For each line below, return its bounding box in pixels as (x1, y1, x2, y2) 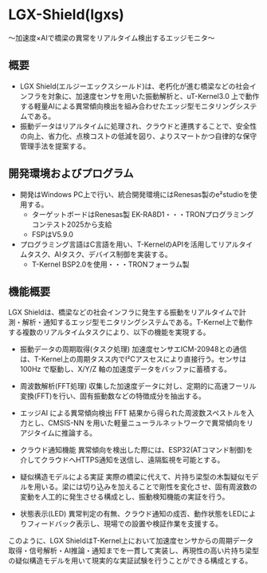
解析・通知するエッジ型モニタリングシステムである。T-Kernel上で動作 (22, 318, 253, 327)
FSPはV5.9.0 (31, 229, 74, 239)
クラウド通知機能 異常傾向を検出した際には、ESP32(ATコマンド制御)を (19, 445, 253, 455)
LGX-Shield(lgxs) (8, 6, 125, 24)
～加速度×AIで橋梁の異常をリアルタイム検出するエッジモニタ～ (8, 33, 215, 42)
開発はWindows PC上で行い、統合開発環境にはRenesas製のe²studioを (19, 189, 250, 199)
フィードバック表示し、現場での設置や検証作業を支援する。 (26, 519, 223, 528)
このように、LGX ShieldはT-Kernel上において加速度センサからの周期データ (8, 536, 254, 546)
